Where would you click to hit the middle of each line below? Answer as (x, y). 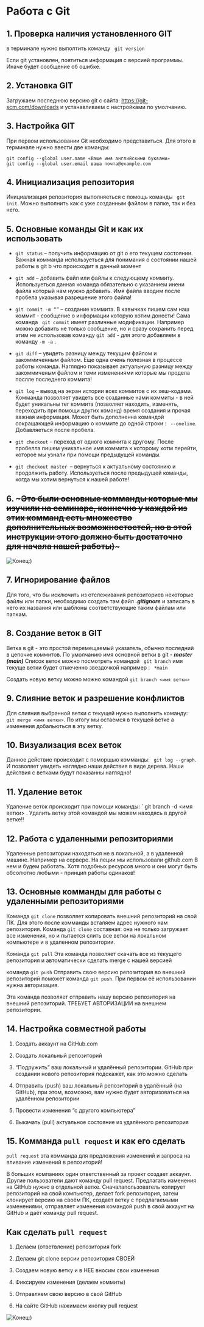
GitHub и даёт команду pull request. (52, 1213)
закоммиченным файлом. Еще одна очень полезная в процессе (99, 360)
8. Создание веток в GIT (54, 633)
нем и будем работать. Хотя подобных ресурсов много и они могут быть (102, 866)
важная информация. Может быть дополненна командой (90, 417)
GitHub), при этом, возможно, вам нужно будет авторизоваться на (102, 1092)
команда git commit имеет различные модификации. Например (100, 322)
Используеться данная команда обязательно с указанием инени (100, 285)
